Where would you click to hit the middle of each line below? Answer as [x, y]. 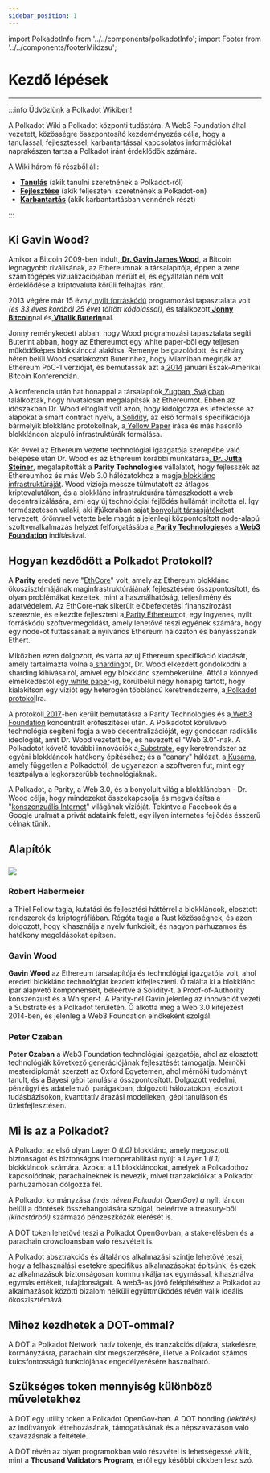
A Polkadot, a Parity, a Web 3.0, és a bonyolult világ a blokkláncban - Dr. [128, 790]
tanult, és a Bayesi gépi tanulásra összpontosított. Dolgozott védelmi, [123, 1080]
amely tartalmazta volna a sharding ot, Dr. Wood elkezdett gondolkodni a [127, 664]
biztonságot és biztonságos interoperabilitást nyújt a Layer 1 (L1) [115, 1159]
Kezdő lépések [59, 79]
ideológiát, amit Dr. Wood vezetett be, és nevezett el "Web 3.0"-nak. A [125, 740]
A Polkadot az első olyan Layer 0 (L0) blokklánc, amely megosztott [119, 1150]
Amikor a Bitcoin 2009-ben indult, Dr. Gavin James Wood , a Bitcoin [120, 259]
